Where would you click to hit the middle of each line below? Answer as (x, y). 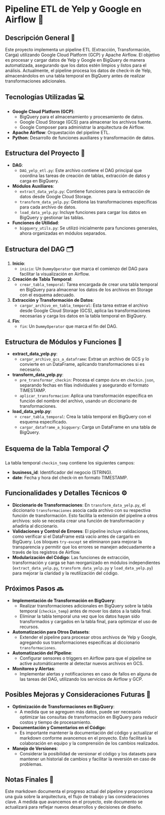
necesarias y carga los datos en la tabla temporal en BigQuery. (83, 316)
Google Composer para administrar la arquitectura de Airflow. (82, 127)
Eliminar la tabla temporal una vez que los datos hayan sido (80, 616)
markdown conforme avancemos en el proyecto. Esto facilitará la (85, 738)
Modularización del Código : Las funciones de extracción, (71, 557)
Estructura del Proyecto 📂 (45, 153)
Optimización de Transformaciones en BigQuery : (63, 707)
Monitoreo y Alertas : (34, 669)
